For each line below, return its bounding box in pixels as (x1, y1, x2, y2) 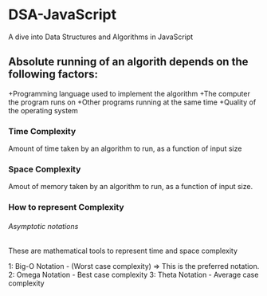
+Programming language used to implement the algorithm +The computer (8, 89, 251, 98)
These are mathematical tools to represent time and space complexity (8, 246, 238, 256)
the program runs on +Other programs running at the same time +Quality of (8, 97, 257, 107)
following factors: (8, 68, 98, 81)
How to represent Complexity (8, 202, 125, 213)
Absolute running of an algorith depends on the (8, 55, 249, 69)
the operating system (8, 105, 78, 115)
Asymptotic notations (8, 221, 79, 231)
